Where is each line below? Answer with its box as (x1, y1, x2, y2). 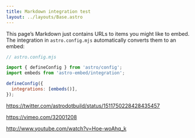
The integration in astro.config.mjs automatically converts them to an (6, 36, 177, 43)
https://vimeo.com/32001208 (6, 113, 77, 120)
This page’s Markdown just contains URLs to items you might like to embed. (6, 30, 190, 37)
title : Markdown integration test (6, 8, 91, 15)
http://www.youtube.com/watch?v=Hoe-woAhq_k (6, 124, 127, 132)
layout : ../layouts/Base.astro (6, 14, 83, 20)
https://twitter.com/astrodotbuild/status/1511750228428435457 (6, 102, 160, 109)
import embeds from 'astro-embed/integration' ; (6, 70, 125, 76)
